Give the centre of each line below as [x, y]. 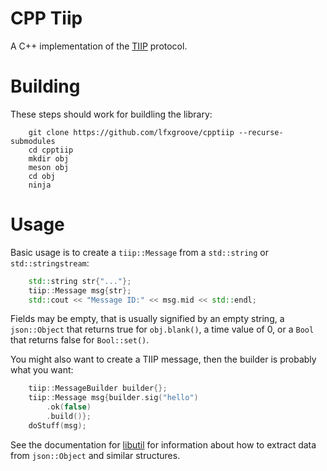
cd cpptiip [51, 150]
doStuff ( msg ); [57, 425]
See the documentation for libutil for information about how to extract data [163, 444]
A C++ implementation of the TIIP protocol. [99, 46]
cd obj [42, 176]
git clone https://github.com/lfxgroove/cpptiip [131, 132]
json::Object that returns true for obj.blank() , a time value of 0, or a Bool [162, 329]
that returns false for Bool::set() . [80, 340]
